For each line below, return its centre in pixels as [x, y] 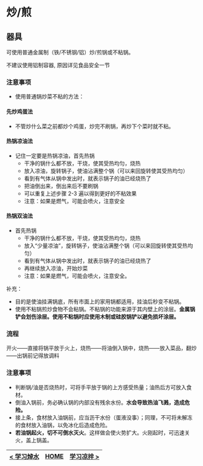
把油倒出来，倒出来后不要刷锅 [61, 186]
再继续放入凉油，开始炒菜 [56, 268]
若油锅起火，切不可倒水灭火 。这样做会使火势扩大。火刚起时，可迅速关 [102, 432]
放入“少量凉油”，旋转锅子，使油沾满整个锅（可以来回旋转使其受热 [106, 245]
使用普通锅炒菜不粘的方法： [50, 97]
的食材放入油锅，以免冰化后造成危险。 [63, 425]
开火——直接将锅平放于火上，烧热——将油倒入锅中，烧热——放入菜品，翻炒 [101, 348]
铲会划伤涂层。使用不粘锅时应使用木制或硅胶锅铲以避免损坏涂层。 [97, 316]
